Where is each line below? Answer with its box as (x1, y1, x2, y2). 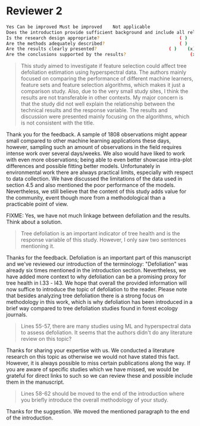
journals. (6, 311, 28, 318)
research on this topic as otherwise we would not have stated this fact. (6, 353, 180, 360)
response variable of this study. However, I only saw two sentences (20, 237, 186, 244)
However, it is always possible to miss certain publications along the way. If (6, 359, 190, 367)
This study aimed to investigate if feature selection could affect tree (20, 63, 187, 70)
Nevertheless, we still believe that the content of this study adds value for (6, 188, 186, 195)
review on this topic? (20, 335, 72, 343)
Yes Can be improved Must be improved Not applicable (6, 24, 151, 30)
